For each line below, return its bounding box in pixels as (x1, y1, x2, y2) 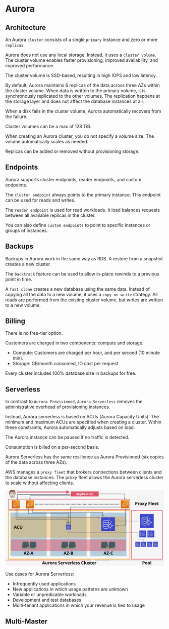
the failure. (5, 113, 28, 120)
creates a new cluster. (5, 261, 51, 267)
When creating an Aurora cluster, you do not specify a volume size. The (5, 133, 154, 139)
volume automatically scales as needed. (5, 139, 89, 144)
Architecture (5, 23, 46, 32)
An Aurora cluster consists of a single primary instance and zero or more (5, 36, 158, 43)
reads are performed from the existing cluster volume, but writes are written (5, 297, 163, 303)
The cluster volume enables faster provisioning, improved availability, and (5, 57, 158, 63)
